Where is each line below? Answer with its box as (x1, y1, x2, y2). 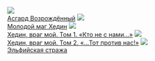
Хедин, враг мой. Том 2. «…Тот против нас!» (7, 38, 139, 47)
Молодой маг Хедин (7, 23, 67, 30)
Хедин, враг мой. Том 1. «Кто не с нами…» (7, 31, 133, 38)
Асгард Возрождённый (7, 14, 76, 22)
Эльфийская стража (7, 46, 67, 54)
